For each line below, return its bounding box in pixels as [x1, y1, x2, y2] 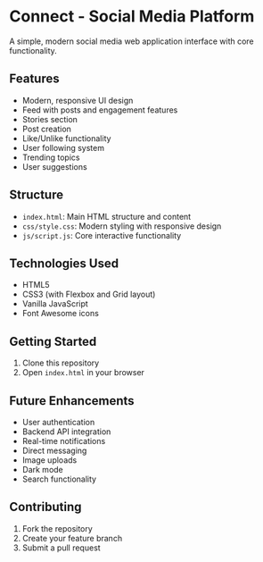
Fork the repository [21, 523, 94, 533]
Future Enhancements [9, 393, 136, 408]
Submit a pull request [21, 542, 101, 553]
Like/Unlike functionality [21, 132, 111, 144]
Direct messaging [21, 445, 87, 456]
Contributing [9, 499, 82, 515]
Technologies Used [9, 256, 119, 271]
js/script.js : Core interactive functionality [21, 230, 182, 240]
